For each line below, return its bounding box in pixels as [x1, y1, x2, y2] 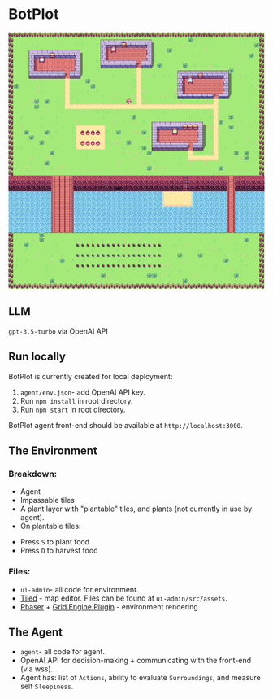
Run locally [8, 350, 67, 364]
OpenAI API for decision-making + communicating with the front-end [19, 656, 252, 666]
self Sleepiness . [19, 681, 74, 692]
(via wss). [19, 664, 54, 674]
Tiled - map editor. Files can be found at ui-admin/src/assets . [19, 593, 227, 603]
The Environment [8, 443, 97, 457]
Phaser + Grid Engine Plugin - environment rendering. [19, 601, 201, 611]
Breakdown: [8, 468, 58, 479]
